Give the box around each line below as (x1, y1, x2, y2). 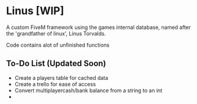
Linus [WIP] (6, 4, 64, 18)
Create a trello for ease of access (14, 80, 96, 87)
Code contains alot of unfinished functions (6, 41, 110, 48)
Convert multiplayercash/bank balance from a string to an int (14, 87, 163, 94)
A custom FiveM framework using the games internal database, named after (6, 24, 191, 31)
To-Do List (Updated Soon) (6, 58, 106, 69)
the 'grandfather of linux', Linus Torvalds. (6, 30, 106, 37)
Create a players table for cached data (14, 74, 109, 81)
